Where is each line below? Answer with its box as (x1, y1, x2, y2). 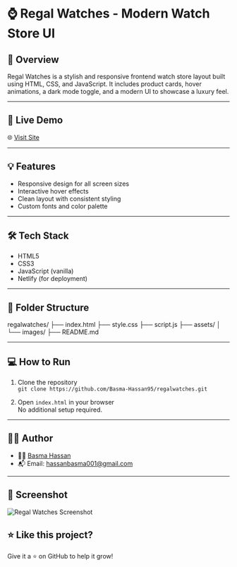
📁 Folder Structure (7, 302, 90, 314)
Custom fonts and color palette (17, 202, 108, 210)
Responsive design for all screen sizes (17, 179, 129, 188)
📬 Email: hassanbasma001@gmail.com (17, 459, 133, 467)
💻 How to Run (7, 356, 71, 368)
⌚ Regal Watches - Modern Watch (7, 6, 210, 22)
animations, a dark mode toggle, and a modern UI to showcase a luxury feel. (7, 88, 229, 95)
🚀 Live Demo (7, 114, 63, 126)
